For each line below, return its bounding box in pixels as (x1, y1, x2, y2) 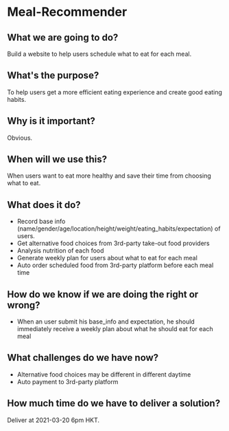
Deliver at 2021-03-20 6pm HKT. (7, 416, 100, 424)
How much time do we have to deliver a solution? (7, 397, 221, 410)
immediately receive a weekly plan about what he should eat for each (16, 325, 214, 333)
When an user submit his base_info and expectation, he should (16, 317, 195, 326)
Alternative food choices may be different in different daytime (16, 370, 191, 379)
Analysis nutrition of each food (16, 246, 104, 255)
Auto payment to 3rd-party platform (16, 377, 119, 386)
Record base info (16, 218, 66, 226)
